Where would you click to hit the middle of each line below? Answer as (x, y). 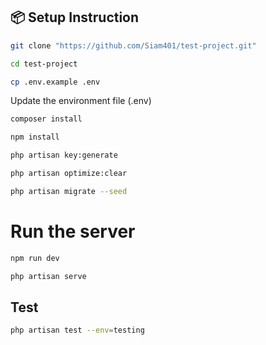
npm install (35, 137)
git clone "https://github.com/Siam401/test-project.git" (133, 45)
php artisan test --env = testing (77, 330)
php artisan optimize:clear (69, 174)
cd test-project (44, 64)
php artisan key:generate (64, 155)
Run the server (73, 231)
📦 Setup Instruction (75, 17)
